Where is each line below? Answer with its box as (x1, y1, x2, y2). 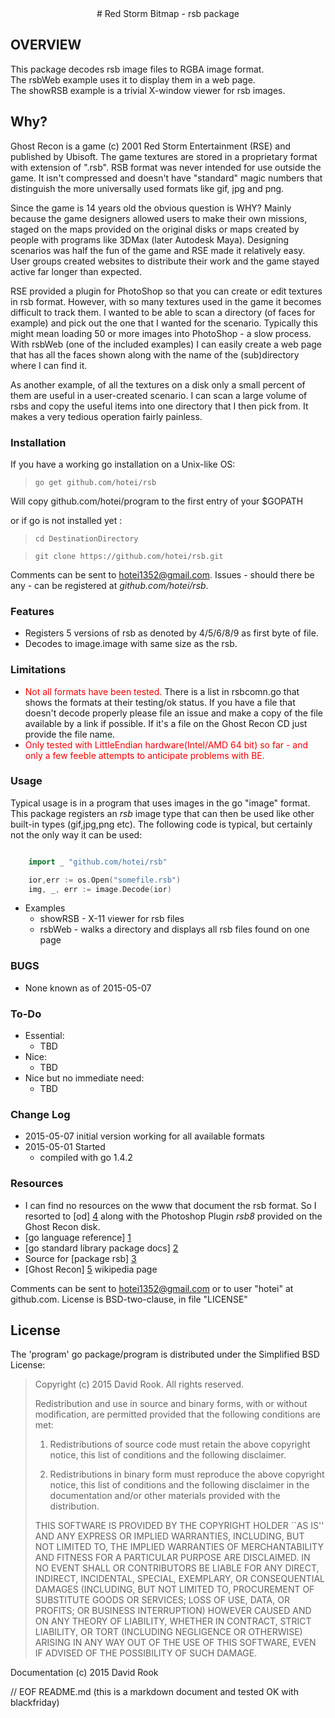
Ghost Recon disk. (24, 1220, 101, 1232)
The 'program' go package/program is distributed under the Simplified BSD (10, 1348, 320, 1361)
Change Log (10, 1107, 71, 1121)
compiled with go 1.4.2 (39, 1152, 133, 1164)
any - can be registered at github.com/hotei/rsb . (10, 579, 209, 591)
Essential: (24, 1030, 65, 1042)
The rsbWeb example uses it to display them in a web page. (10, 73, 256, 86)
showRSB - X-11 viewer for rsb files (39, 913, 185, 925)
